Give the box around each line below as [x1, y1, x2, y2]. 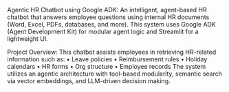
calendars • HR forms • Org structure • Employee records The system [7, 63, 206, 70]
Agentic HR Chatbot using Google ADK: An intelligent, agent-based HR [7, 6, 208, 14]
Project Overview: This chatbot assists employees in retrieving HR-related [7, 48, 217, 56]
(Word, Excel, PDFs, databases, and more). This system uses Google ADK [7, 20, 217, 28]
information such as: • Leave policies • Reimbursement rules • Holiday [7, 55, 208, 63]
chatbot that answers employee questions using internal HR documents [7, 13, 210, 21]
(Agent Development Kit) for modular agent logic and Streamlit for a [7, 27, 199, 35]
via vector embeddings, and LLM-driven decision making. [7, 77, 171, 85]
